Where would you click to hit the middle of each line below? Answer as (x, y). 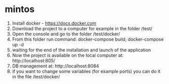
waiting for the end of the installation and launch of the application (81, 50)
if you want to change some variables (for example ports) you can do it (86, 71)
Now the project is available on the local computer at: (68, 55)
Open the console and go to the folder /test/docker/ (66, 34)
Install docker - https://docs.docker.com (54, 23)
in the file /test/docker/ (36, 76)
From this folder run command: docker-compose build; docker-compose (88, 39)
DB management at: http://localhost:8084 (56, 66)
